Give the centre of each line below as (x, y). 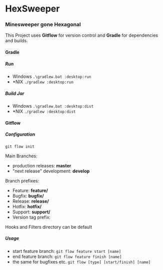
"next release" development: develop (51, 171)
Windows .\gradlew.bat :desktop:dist (53, 106)
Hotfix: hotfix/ (27, 206)
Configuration (20, 134)
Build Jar (15, 93)
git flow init (20, 146)
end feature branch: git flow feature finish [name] (67, 256)
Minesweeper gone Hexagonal (43, 25)
